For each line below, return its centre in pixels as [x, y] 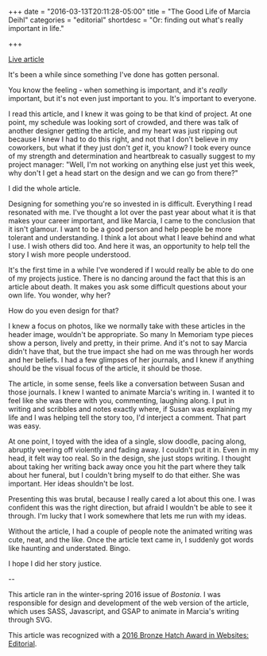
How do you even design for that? [64, 311]
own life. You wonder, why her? [60, 295]
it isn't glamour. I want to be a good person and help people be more [120, 229]
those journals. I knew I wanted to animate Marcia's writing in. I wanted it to [132, 392]
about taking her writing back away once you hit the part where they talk [127, 467]
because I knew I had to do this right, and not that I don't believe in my [123, 139]
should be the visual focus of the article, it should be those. [105, 368]
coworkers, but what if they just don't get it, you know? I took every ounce [130, 148]
